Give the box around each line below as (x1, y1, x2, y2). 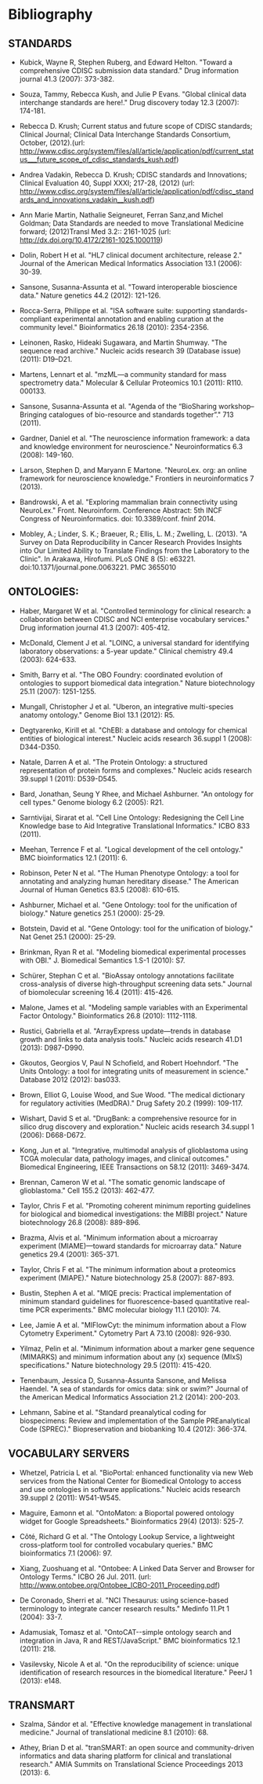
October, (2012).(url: (19, 138, 85, 147)
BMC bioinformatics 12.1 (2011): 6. (19, 853, 128, 862)
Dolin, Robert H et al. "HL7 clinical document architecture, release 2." (19, 250, 243, 260)
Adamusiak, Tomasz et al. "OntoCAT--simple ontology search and (19, 1627, 232, 1636)
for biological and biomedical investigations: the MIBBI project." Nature (19, 1209, 248, 1219)
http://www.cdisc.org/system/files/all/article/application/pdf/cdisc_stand (19, 187, 254, 196)
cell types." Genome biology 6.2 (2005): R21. (19, 797, 164, 806)
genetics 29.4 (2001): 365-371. (19, 1249, 120, 1259)
